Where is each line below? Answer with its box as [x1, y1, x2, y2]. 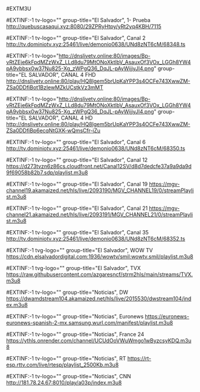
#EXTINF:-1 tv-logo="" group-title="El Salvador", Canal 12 [6, 156, 148, 163]
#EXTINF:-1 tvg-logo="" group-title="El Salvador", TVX [6, 265, 141, 271]
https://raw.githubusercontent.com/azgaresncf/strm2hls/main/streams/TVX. [6, 271, 193, 278]
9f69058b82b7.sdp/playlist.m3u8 [6, 169, 88, 176]
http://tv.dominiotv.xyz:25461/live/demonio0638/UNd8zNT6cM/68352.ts [6, 235, 186, 242]
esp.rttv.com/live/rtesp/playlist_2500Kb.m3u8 [6, 361, 119, 368]
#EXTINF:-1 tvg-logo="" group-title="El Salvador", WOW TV [6, 247, 153, 253]
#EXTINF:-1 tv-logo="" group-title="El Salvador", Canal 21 [6, 205, 148, 212]
